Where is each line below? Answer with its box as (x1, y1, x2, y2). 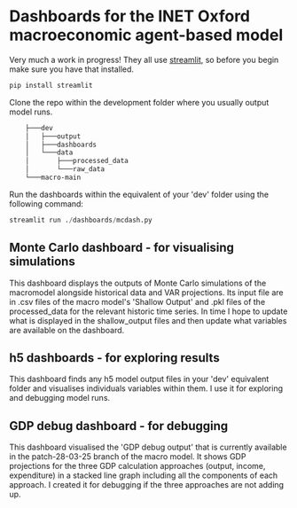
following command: (9, 198, 84, 209)
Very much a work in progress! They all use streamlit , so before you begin (9, 54, 279, 65)
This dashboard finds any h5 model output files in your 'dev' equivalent (9, 374, 270, 385)
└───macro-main (25, 173, 82, 183)
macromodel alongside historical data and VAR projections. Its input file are (9, 286, 284, 298)
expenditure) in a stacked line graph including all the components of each (9, 470, 278, 481)
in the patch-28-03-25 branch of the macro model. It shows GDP (9, 451, 246, 462)
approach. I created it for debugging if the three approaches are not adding (9, 480, 285, 490)
